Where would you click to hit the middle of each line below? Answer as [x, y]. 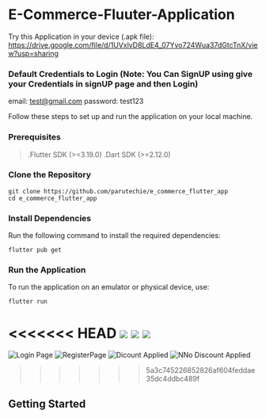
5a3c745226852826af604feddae [201, 370]
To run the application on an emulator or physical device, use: [109, 287]
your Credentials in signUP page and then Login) [103, 83]
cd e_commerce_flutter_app [53, 198]
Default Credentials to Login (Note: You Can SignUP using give [131, 74]
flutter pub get [35, 250]
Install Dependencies [50, 218]
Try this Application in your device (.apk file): [81, 36]
